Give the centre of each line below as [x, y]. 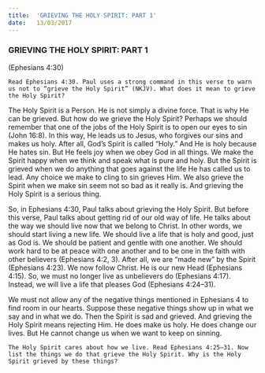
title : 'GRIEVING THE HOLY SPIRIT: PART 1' [82, 15]
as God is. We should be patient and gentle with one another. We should [125, 242]
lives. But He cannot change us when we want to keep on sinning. [115, 333]
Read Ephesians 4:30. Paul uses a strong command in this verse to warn [130, 82]
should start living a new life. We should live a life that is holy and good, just [131, 234]
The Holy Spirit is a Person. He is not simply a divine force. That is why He [129, 110]
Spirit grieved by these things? [63, 361]
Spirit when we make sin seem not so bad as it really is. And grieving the [126, 185]
